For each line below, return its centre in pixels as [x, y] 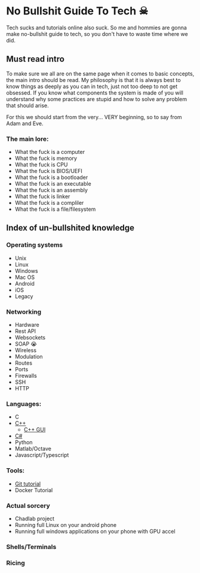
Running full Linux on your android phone [66, 525]
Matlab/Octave [33, 449]
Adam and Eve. [25, 123]
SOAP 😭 [26, 344]
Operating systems [35, 245]
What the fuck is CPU [41, 165]
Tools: [16, 471]
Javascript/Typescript [42, 455]
